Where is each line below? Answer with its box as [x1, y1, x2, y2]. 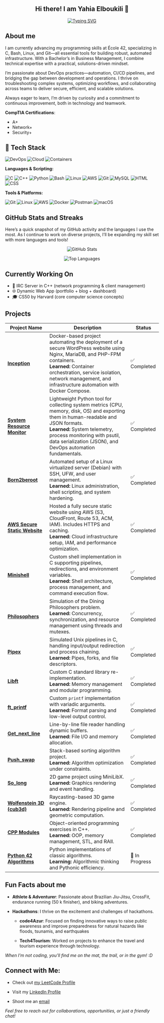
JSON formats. [49, 420, 83, 426]
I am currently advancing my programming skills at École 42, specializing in [5, 45, 157, 51]
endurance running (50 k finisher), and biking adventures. [12, 899, 128, 905]
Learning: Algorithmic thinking [49, 858, 120, 865]
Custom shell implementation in [49, 553, 122, 560]
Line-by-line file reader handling [49, 721, 125, 727]
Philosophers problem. [49, 603, 102, 610]
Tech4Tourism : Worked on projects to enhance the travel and [19, 938, 144, 943]
